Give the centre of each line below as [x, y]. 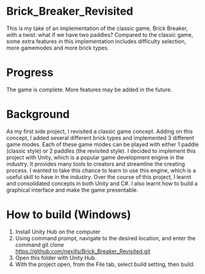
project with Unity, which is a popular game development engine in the [95, 157]
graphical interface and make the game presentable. [73, 190]
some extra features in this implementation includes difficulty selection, [96, 41]
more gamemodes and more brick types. [58, 48]
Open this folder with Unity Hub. [56, 257]
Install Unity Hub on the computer [58, 232]
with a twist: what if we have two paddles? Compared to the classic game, [100, 34]
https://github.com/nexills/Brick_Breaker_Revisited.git [83, 251]
